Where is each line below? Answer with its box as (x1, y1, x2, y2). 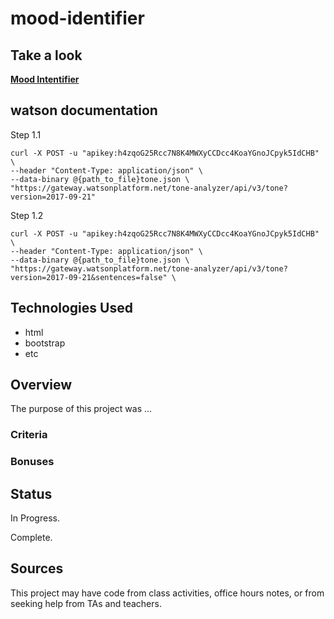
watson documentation (10, 102, 158, 119)
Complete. (10, 532, 53, 544)
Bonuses (10, 455, 55, 469)
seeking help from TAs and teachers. (10, 597, 162, 609)
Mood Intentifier (10, 73, 80, 85)
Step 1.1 (10, 128, 42, 141)
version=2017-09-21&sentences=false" (10, 272, 168, 282)
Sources (10, 560, 64, 577)
